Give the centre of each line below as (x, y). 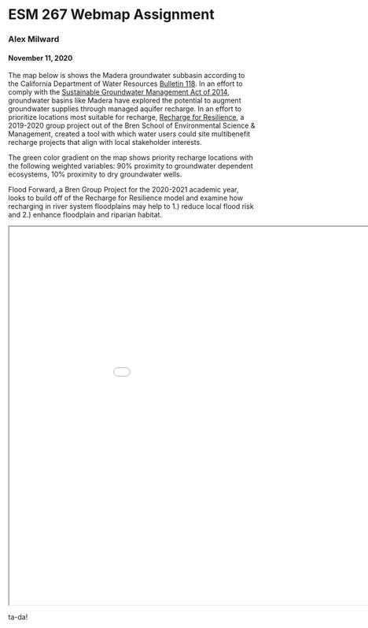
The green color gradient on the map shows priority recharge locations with (131, 158)
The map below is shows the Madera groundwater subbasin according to (127, 76)
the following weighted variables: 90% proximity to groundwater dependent (131, 166)
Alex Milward (34, 39)
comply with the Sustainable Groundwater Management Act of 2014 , (119, 92)
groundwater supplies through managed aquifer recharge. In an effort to (125, 109)
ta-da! (18, 617)
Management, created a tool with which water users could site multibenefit (129, 134)
